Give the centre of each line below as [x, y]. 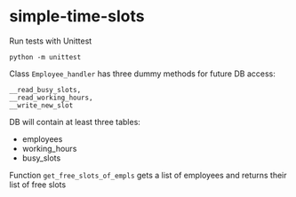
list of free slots [38, 185]
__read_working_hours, [51, 98]
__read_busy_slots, [45, 90]
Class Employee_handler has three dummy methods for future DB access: [142, 74]
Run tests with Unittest [51, 41]
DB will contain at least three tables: [75, 122]
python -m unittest [45, 57]
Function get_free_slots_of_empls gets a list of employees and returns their [148, 175]
